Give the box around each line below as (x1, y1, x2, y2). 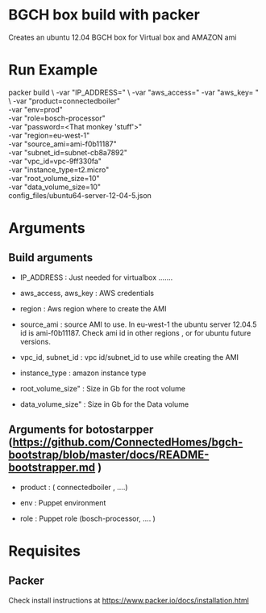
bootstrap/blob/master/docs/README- (8, 448, 210, 462)
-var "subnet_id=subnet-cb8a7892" (8, 147, 127, 157)
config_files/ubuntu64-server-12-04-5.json (8, 190, 152, 200)
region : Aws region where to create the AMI (19, 303, 167, 313)
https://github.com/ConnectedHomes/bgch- (12, 435, 243, 450)
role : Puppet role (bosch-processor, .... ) (19, 514, 156, 523)
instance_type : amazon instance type (19, 368, 147, 378)
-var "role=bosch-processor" (8, 113, 106, 123)
